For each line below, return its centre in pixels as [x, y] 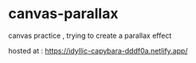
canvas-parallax [63, 14]
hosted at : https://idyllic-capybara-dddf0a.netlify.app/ [98, 50]
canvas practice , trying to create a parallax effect [90, 35]
